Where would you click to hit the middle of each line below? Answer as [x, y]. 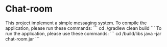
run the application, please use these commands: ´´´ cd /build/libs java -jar [83, 33]
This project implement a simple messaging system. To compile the [76, 23]
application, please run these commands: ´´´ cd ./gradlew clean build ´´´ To [83, 28]
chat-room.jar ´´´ [22, 39]
